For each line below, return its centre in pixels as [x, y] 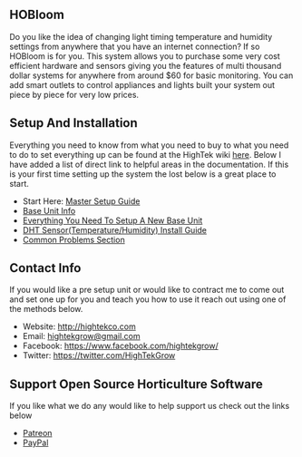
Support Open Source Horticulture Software [136, 384]
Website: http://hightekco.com [79, 326]
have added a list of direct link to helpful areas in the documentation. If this [149, 164]
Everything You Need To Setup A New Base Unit [112, 220]
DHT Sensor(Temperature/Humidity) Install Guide [114, 229]
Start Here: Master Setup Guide [81, 201]
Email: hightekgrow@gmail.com [81, 336]
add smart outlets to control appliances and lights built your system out [142, 84]
